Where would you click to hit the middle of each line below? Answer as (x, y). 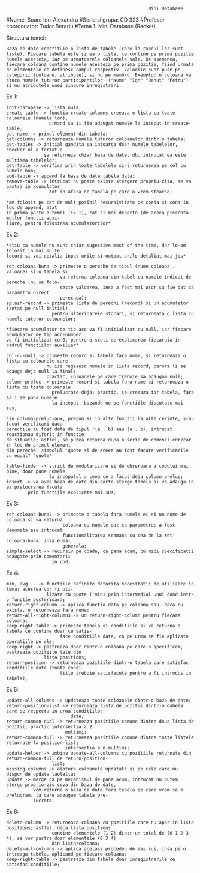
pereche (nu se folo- (33, 282)
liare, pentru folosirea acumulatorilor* (59, 223)
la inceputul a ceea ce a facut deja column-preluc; (116, 477)
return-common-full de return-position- (57, 758)
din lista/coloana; (76, 844)
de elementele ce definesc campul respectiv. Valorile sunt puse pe (93, 70)
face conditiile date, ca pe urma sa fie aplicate (124, 636)
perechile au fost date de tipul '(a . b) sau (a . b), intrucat (89, 429)
